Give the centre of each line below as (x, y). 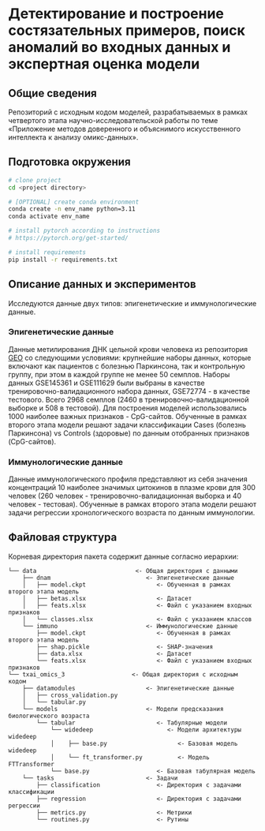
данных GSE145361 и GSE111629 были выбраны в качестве (106, 383)
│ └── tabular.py (54, 702)
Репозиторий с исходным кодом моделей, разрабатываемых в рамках (128, 112)
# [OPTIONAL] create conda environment (74, 202)
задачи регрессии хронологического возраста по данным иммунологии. (132, 513)
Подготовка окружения (70, 162)
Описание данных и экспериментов (102, 284)
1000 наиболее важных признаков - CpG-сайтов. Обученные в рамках (127, 416)
